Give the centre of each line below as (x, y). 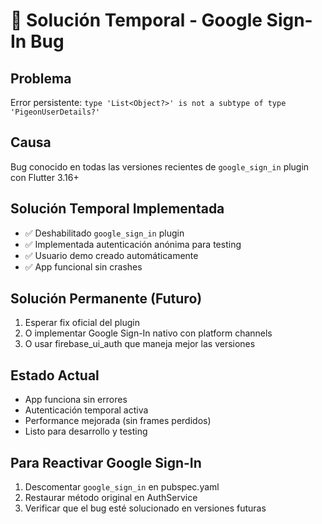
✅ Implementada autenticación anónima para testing (133, 244)
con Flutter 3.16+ (45, 177)
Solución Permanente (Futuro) (106, 299)
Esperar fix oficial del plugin (82, 323)
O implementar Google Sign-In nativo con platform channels (148, 333)
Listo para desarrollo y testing (86, 431)
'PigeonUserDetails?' (55, 112)
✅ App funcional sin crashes (83, 266)
